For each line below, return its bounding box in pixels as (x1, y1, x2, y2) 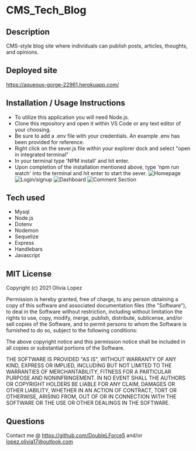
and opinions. (6, 49, 39, 56)
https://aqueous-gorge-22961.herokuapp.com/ (6, 81, 119, 88)
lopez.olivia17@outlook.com (6, 438, 73, 445)
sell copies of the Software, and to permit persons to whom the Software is (6, 320, 187, 328)
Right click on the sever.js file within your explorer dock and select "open (14, 145, 191, 152)
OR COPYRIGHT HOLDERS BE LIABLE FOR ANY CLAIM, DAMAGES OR (6, 381, 176, 388)
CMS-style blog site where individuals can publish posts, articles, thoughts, (6, 42, 188, 49)
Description (6, 27, 50, 37)
